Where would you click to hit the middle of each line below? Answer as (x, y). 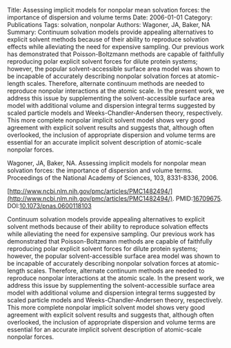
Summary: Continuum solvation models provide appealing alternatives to (110, 32)
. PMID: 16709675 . (197, 199)
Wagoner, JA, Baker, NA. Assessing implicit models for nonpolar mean (107, 163)
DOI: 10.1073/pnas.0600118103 (49, 206)
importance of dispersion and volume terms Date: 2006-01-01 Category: (110, 17)
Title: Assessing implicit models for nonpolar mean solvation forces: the (109, 10)
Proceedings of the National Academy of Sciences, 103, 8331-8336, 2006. (113, 178)
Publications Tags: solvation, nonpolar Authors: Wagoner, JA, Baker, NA (109, 25)
